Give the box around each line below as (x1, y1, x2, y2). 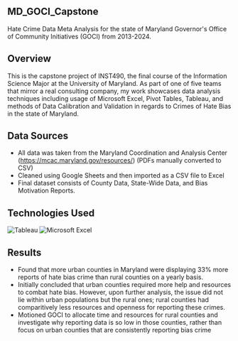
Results (7, 247, 42, 259)
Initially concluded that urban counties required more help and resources (17, 281, 232, 289)
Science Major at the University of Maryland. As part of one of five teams (7, 79, 222, 87)
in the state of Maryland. (7, 109, 80, 118)
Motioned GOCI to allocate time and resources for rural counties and (17, 310, 218, 319)
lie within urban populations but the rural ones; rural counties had (17, 296, 210, 304)
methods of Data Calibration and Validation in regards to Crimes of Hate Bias (7, 102, 232, 110)
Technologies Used (7, 207, 94, 219)
